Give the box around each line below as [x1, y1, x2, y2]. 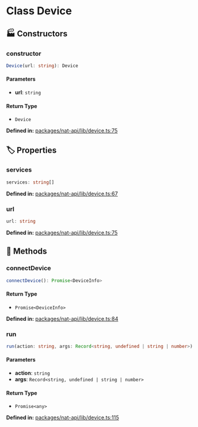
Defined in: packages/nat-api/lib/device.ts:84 [6, 315, 119, 322]
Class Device [6, 4, 73, 18]
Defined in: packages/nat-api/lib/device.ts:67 [6, 190, 118, 197]
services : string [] [6, 179, 55, 185]
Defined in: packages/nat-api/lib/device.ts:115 [6, 414, 120, 421]
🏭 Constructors [6, 29, 68, 39]
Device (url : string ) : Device [6, 62, 78, 69]
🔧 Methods [6, 246, 48, 257]
